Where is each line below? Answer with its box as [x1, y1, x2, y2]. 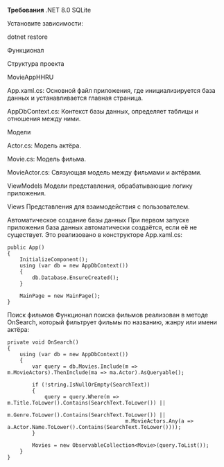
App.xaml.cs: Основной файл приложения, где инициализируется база [7, 87, 216, 94]
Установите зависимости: [7, 19, 83, 27]
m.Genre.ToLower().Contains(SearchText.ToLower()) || [7, 412, 166, 418]
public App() [7, 244, 45, 251]
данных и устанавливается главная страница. [7, 94, 144, 102]
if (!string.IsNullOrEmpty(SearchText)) [32, 381, 150, 388]
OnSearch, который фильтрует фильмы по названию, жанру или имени [7, 318, 217, 326]
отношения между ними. [7, 114, 81, 123]
